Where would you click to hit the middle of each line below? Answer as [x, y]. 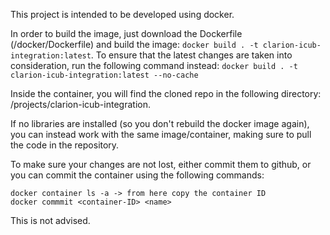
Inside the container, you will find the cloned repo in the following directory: [166, 93]
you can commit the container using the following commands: [137, 175]
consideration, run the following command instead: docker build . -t [154, 65]
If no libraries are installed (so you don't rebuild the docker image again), [160, 123]
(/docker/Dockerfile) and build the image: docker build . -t [134, 44]
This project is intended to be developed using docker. [122, 14]
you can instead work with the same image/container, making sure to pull [161, 134]
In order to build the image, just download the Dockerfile [126, 33]
